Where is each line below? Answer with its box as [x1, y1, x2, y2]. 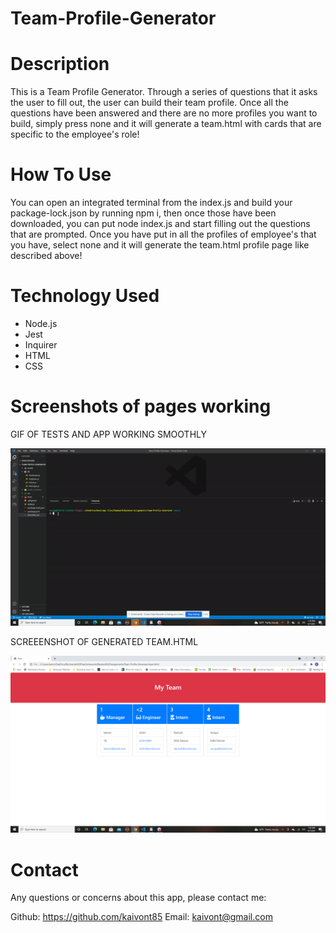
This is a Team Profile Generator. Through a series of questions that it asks [10, 86, 318, 98]
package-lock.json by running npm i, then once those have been [10, 207, 277, 219]
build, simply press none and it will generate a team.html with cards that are [10, 118, 322, 130]
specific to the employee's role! [10, 128, 140, 141]
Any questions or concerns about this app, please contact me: [10, 892, 267, 904]
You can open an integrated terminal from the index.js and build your [10, 197, 293, 209]
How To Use [10, 163, 112, 186]
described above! [10, 250, 83, 262]
